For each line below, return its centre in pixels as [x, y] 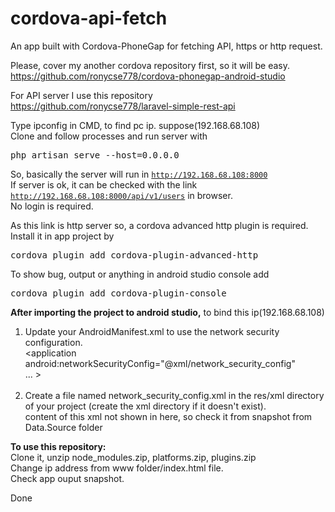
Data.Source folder [63, 427]
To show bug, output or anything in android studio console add [140, 274]
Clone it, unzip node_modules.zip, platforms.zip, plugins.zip [133, 457]
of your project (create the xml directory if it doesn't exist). [145, 406]
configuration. [53, 342]
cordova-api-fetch [89, 18]
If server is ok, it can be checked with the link [104, 184]
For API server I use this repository [81, 95]
